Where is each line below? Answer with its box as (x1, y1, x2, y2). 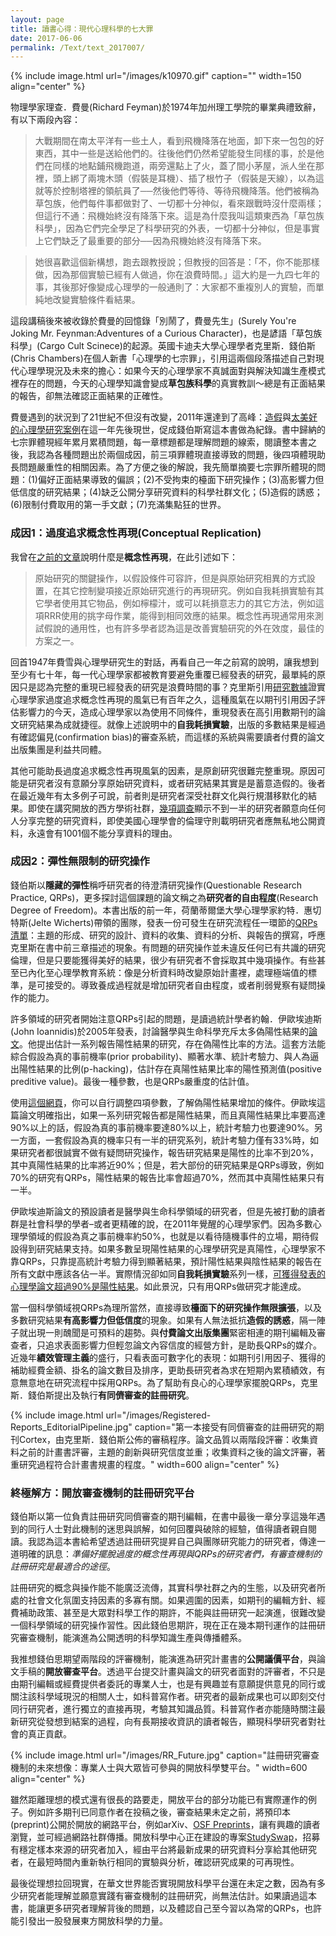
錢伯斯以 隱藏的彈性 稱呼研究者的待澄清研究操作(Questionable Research (10, 879, 303, 891)
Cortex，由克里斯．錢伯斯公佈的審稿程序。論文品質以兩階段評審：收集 (18, 1433, 310, 1445)
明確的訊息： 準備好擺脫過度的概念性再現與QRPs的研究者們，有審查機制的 (18, 1548, 323, 1560)
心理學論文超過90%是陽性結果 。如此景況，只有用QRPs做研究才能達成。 (10, 1280, 307, 1292)
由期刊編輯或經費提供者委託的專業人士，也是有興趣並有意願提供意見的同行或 (10, 1678, 326, 1690)
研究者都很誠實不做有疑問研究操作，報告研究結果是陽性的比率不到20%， (18, 1146, 320, 1158)
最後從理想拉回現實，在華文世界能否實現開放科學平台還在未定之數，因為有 (10, 1877, 317, 1890)
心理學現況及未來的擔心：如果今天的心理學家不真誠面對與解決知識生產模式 (18, 365, 326, 377)
